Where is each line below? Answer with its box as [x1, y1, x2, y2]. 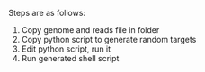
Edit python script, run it [21, 44, 111, 54]
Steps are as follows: [8, 8, 86, 18]
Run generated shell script [21, 53, 120, 63]
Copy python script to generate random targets [21, 35, 197, 44]
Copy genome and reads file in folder [21, 25, 160, 35]
